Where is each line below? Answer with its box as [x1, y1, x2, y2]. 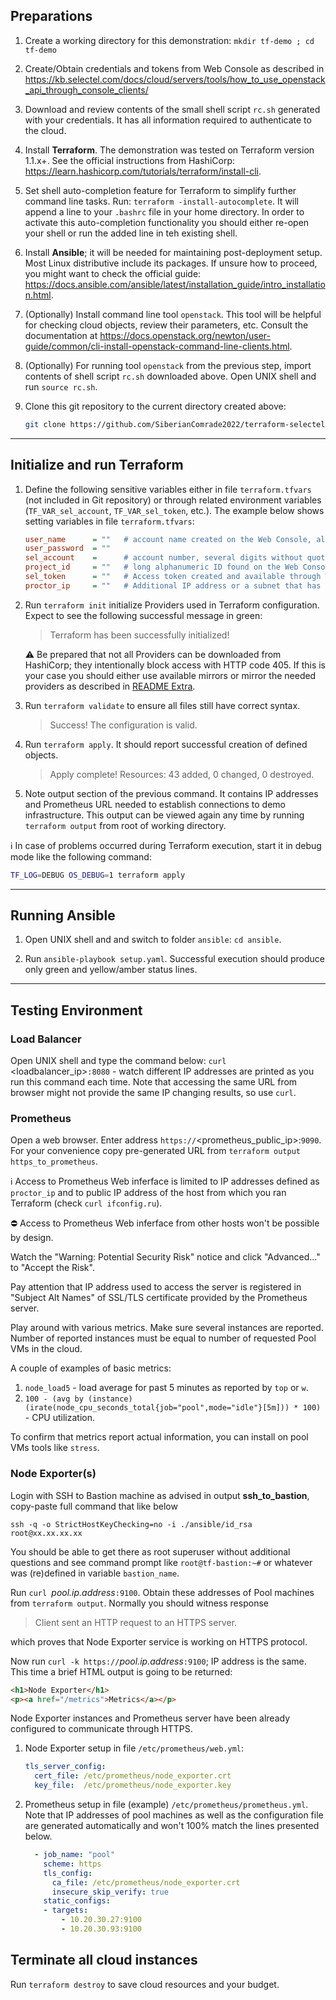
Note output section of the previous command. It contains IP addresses [24, 787, 319, 799]
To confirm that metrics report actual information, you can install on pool [10, 1431, 309, 1443]
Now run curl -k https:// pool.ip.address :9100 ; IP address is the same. [10, 1655, 307, 1667]
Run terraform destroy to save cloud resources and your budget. [10, 1978, 280, 1990]
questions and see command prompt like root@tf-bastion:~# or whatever [10, 1556, 313, 1568]
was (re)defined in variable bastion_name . [10, 1567, 180, 1579]
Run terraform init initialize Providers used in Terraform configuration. [24, 599, 320, 611]
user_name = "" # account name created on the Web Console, [24, 534, 312, 544]
